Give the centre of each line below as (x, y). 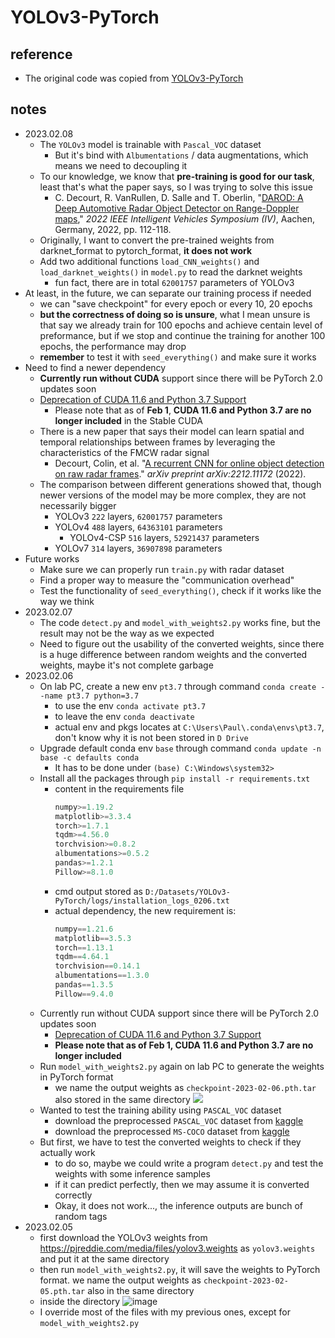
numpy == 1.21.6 (84, 929)
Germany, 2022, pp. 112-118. (113, 229)
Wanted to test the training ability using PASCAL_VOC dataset (160, 1110)
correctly (73, 1195)
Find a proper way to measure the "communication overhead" (167, 580)
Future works (52, 558)
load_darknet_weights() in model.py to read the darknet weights (171, 272)
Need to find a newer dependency (95, 367)
